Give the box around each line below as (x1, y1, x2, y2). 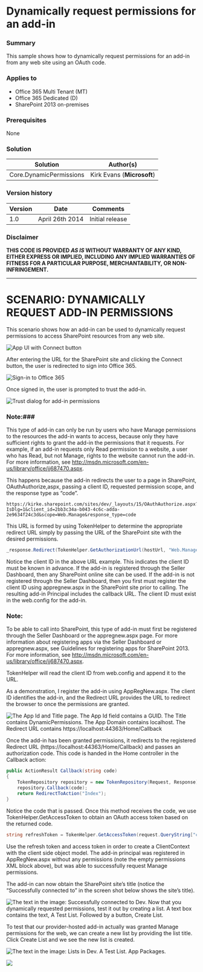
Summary (6, 39, 36, 47)
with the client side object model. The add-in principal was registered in (6, 849, 185, 856)
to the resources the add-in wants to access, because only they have (6, 433, 179, 440)
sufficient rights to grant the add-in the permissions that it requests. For (6, 439, 184, 447)
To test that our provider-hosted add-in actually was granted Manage (6, 923, 179, 930)
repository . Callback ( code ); (17, 785, 88, 791)
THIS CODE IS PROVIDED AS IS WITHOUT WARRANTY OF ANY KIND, (6, 247, 182, 254)
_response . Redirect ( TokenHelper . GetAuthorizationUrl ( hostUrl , (6, 547, 166, 553)
